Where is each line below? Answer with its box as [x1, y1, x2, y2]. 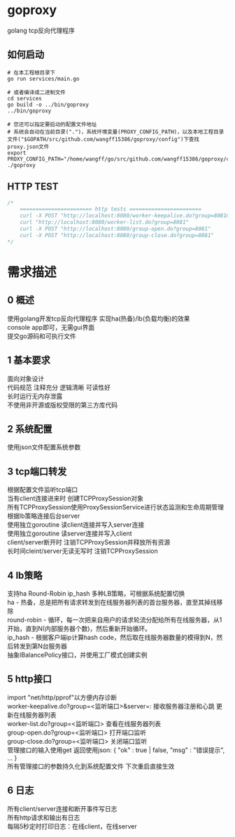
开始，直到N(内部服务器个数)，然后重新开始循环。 [7, 624, 152, 633]
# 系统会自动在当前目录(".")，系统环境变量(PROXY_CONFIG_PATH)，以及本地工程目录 [7, 128, 225, 135]
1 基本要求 [7, 354, 51, 366]
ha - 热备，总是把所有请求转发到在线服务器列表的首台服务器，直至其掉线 [7, 598, 217, 606]
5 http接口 [7, 673, 52, 685]
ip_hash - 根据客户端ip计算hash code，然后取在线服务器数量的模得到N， [7, 633, 217, 641]
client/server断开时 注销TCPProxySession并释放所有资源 [7, 538, 171, 547]
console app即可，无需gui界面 [7, 323, 95, 331]
